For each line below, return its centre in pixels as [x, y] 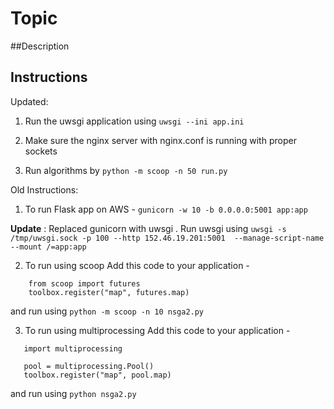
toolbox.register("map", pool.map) [97, 375]
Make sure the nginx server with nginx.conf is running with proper [160, 140]
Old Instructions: [44, 189]
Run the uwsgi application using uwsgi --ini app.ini [134, 121]
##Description [40, 46]
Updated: [29, 101]
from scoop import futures [84, 283]
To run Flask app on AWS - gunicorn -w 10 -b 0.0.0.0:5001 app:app [166, 209]
